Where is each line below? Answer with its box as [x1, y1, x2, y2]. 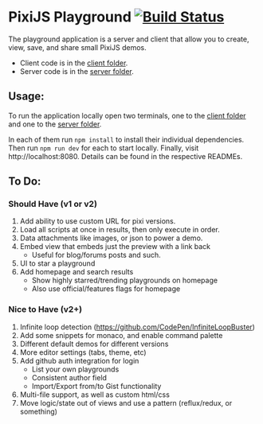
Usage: [8, 90, 45, 103]
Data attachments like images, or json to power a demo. [19, 233, 203, 243]
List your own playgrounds [31, 364, 120, 374]
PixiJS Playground [8, 8, 131, 26]
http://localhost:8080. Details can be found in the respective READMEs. [8, 151, 243, 161]
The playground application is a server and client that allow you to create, [8, 34, 249, 44]
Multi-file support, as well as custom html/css [19, 390, 170, 399]
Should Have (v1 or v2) [8, 199, 98, 210]
